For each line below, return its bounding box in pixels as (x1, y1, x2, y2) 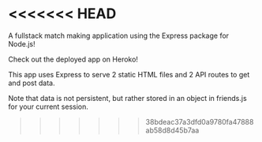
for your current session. (8, 102, 89, 111)
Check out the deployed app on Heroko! (8, 54, 138, 64)
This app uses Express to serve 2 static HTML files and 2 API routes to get (8, 69, 250, 79)
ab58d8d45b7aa (145, 125, 200, 135)
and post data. (8, 78, 55, 88)
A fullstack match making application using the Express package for (8, 31, 230, 40)
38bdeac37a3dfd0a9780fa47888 (145, 117, 254, 126)
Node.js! (8, 39, 36, 48)
